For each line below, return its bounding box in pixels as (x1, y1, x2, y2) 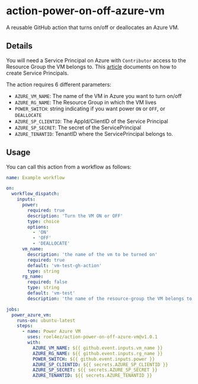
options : (27, 224, 49, 230)
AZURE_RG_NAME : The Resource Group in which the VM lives (14, 99, 157, 106)
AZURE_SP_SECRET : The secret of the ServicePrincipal (14, 123, 141, 131)
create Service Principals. (6, 69, 69, 77)
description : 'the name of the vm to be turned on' (27, 251, 158, 258)
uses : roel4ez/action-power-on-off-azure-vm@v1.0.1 (27, 334, 158, 340)
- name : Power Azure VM (21, 328, 81, 335)
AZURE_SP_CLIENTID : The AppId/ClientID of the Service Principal (14, 118, 168, 125)
